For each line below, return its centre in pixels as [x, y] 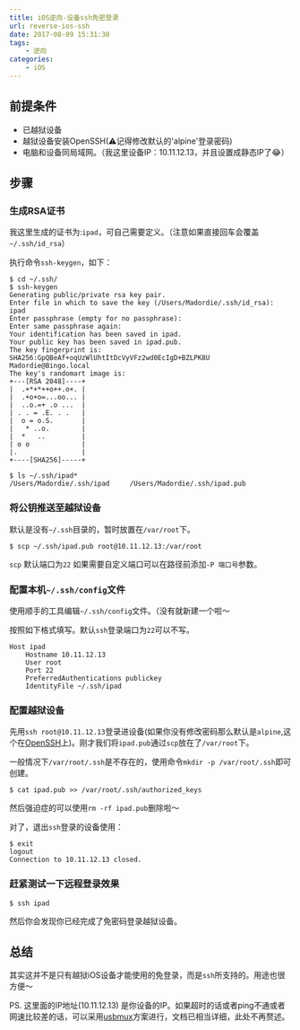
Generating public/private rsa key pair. [88, 295]
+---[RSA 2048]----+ [48, 382]
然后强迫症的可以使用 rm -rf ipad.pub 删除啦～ [94, 808]
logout [21, 852]
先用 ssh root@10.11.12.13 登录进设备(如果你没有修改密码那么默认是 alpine [146, 732]
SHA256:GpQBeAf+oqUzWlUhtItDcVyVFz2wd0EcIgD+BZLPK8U [110, 358]
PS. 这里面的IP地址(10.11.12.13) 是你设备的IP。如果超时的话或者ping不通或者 [147, 1006]
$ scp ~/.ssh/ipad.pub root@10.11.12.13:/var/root [106, 546]
